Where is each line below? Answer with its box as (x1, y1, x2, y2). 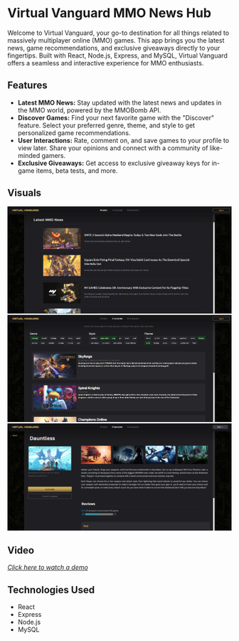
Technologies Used (7, 583, 95, 595)
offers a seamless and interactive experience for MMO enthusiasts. (7, 58, 204, 67)
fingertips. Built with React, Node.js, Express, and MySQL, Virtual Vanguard (7, 51, 228, 60)
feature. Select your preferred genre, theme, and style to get (17, 121, 196, 129)
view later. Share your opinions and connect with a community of (17, 144, 208, 152)
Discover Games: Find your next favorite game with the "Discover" (17, 113, 215, 122)
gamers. (41, 151, 66, 159)
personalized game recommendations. (17, 128, 131, 137)
